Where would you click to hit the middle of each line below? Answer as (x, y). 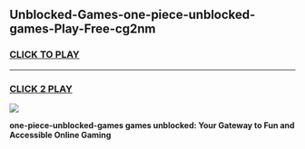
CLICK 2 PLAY (41, 88)
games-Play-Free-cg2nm (83, 29)
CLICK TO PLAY (44, 55)
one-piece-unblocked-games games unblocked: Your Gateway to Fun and (152, 125)
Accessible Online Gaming (60, 135)
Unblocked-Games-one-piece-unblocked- (133, 15)
